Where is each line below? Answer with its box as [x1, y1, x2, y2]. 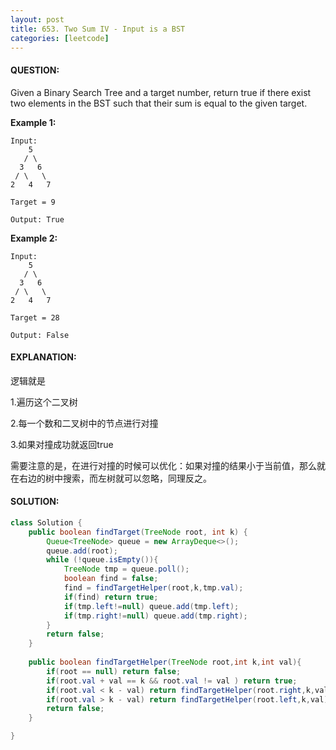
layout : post [10, 14, 65, 25]
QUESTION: [10, 64, 60, 76]
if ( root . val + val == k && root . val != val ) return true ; [46, 676, 298, 686]
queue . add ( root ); [46, 546, 118, 556]
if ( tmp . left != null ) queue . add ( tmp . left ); [63, 601, 240, 611]
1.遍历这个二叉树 [10, 396, 78, 408]
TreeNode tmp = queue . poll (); [63, 564, 190, 575]
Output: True [10, 214, 65, 225]
